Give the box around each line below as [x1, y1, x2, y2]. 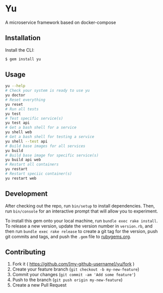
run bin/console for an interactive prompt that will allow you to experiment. [5, 208, 158, 214]
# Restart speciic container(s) [5, 171, 72, 176]
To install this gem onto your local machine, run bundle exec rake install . [5, 218, 158, 223]
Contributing [5, 248, 46, 256]
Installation [5, 34, 41, 42]
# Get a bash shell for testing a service [5, 135, 94, 140]
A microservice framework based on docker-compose [5, 19, 116, 25]
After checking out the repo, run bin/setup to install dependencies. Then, [5, 203, 155, 209]
